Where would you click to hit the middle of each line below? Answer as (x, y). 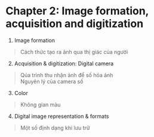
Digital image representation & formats (61, 116)
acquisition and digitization (75, 24)
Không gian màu (40, 104)
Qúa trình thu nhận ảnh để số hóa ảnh (67, 75)
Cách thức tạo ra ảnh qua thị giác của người (74, 51)
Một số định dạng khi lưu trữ (55, 127)
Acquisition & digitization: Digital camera (64, 63)
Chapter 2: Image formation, (77, 11)
